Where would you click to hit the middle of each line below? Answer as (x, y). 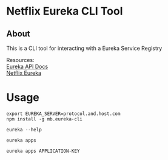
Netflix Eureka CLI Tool (65, 11)
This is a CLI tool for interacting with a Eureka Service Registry (84, 48)
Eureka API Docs (27, 66)
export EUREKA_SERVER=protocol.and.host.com (63, 114)
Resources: (20, 60)
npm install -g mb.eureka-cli (45, 119)
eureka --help (24, 130)
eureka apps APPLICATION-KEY (43, 151)
